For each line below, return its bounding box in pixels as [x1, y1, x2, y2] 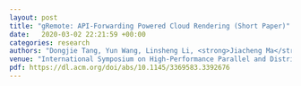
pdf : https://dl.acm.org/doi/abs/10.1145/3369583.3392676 [9, 64, 230, 73]
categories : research [9, 38, 90, 47]
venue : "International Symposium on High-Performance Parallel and [9, 55, 267, 64]
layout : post [9, 13, 58, 22]
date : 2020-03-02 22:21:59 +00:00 [9, 30, 146, 39]
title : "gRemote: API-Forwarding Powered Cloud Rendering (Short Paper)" [9, 21, 291, 30]
